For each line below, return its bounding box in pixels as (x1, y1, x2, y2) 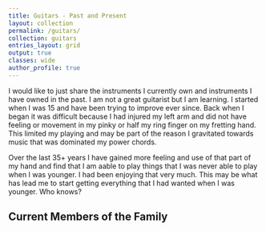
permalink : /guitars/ (8, 26, 81, 34)
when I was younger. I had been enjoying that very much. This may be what (8, 169, 258, 179)
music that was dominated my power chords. (8, 137, 157, 147)
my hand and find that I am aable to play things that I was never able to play (8, 161, 258, 171)
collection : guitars (8, 34, 78, 43)
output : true (8, 49, 52, 57)
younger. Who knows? (8, 186, 83, 197)
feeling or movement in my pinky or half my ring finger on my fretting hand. (8, 120, 256, 129)
